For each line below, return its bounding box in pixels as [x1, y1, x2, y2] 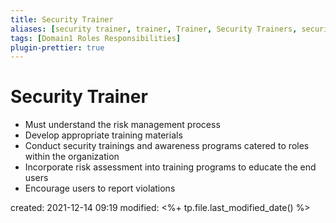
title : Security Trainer [10, 14, 114, 25]
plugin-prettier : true [10, 42, 105, 53]
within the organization [24, 151, 120, 163]
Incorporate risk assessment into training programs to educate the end [24, 161, 317, 173]
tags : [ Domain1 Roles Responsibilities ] [10, 33, 182, 43]
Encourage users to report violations [24, 182, 176, 195]
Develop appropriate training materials [24, 129, 183, 141]
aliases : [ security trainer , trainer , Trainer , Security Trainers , [10, 24, 298, 34]
